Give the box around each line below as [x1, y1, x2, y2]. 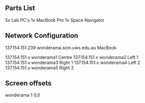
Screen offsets [5, 79, 52, 88]
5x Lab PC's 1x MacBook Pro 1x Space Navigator [5, 17, 105, 23]
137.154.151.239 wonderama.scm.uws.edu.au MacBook [5, 45, 117, 51]
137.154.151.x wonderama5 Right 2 [5, 64, 74, 71]
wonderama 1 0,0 [5, 92, 41, 98]
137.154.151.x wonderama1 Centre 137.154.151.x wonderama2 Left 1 [5, 54, 139, 60]
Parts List [5, 4, 35, 12]
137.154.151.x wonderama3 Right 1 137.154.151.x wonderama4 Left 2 [5, 59, 141, 65]
